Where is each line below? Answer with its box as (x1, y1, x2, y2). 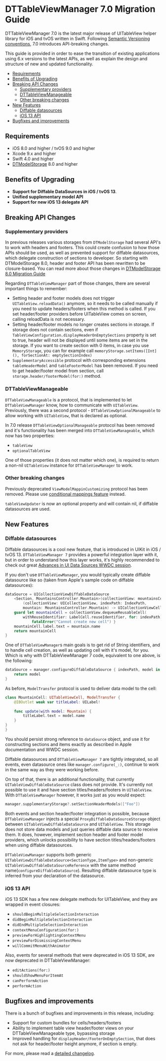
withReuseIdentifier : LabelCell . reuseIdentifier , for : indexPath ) (23, 615, 163, 619)
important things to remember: (5, 286, 68, 292)
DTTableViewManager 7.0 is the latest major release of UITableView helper (5, 30, 157, 36)
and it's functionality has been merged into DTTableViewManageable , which (5, 427, 155, 433)
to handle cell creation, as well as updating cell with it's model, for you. (5, 647, 149, 653)
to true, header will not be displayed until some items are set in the (12, 337, 148, 343)
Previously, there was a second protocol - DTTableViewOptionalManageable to (5, 407, 161, 413)
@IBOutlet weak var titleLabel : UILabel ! (14, 700, 100, 705)
